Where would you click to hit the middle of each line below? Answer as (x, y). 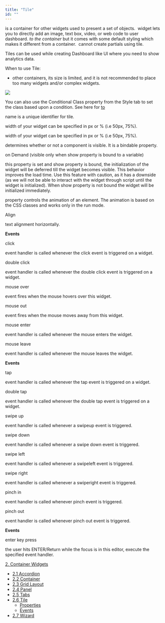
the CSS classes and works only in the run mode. (55, 205)
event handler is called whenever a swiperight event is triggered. (71, 482)
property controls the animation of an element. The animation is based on (80, 200)
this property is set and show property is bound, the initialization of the (77, 164)
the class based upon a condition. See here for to (55, 107)
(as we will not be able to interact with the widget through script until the (79, 180)
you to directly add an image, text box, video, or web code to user (72, 33)
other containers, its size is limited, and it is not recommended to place (84, 78)
